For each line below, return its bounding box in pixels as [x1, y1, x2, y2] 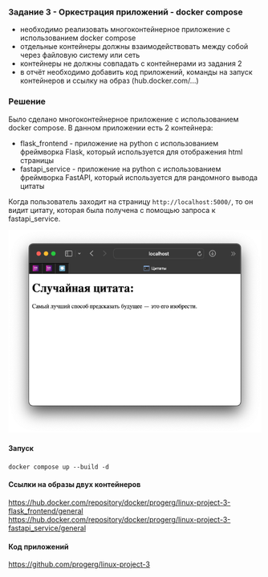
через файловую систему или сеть [19, 51, 140, 60]
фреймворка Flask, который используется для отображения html [19, 147, 243, 157]
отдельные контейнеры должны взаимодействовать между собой [19, 42, 249, 51]
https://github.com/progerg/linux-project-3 [8, 559, 151, 569]
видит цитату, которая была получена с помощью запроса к [8, 205, 216, 215]
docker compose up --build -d [8, 463, 110, 471]
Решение [8, 96, 47, 107]
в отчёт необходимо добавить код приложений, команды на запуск [19, 68, 253, 77]
